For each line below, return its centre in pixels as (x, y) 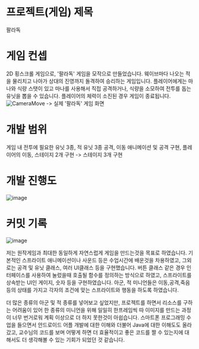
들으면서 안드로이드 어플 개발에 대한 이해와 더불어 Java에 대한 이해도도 (99, 325)
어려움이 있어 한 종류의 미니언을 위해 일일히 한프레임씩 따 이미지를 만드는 (96, 310)
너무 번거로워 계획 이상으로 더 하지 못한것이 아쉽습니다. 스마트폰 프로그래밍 (99, 317)
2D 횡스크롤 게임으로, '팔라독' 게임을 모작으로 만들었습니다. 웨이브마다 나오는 (95, 73)
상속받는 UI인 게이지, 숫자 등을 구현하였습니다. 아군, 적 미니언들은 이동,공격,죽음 (98, 282)
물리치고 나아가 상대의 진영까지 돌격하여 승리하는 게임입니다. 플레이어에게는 (99, 81)
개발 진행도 (31, 181)
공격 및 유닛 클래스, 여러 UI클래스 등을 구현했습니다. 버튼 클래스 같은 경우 (101, 268)
